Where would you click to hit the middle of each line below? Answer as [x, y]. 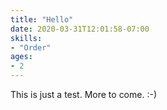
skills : [26, 38]
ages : [21, 57]
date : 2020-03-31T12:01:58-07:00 [80, 29]
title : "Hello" [42, 19]
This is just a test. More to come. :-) [83, 94]
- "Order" [31, 47]
